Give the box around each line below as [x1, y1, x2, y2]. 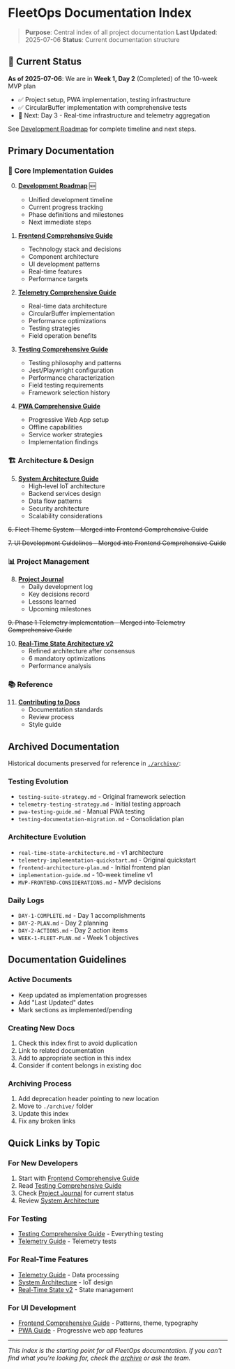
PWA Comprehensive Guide [17, 402, 100, 411]
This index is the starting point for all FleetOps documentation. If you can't [8, 1346, 222, 1354]
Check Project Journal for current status [17, 1189, 135, 1197]
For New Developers [8, 1158, 79, 1168]
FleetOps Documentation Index [8, 5, 192, 21]
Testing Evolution [8, 776, 69, 786]
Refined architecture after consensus [28, 647, 135, 655]
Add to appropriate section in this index [17, 1054, 132, 1063]
